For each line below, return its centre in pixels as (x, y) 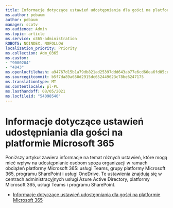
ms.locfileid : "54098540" (33, 96)
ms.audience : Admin (26, 29)
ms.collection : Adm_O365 (32, 53)
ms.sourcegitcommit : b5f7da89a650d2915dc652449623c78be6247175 (75, 77)
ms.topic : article (25, 34)
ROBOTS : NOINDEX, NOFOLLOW (34, 44)
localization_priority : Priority (41, 48)
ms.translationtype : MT (31, 82)
